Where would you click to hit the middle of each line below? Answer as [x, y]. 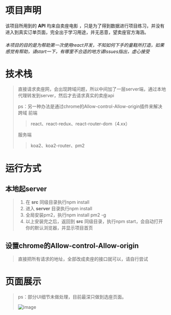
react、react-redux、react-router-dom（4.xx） [80, 124]
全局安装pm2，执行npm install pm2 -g [66, 215]
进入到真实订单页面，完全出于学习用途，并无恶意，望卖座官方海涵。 [77, 32]
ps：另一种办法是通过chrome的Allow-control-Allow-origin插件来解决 [90, 106]
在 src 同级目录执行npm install [57, 202]
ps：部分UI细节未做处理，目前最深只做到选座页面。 [72, 297]
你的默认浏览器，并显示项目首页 [59, 228]
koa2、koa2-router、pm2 [58, 146]
